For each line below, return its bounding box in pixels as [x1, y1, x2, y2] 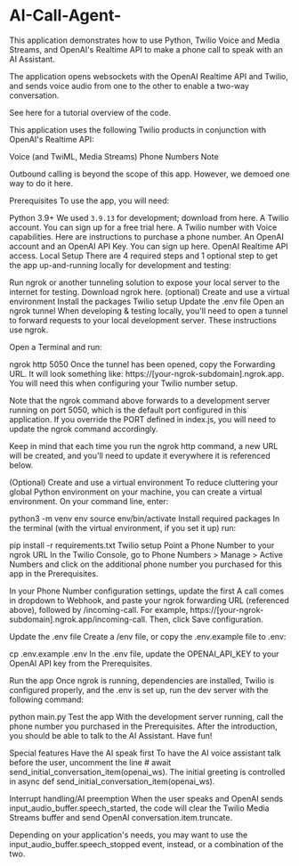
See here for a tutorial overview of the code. [9, 107, 172, 118]
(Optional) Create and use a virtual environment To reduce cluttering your [9, 477, 279, 487]
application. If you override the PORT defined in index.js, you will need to [9, 413, 276, 424]
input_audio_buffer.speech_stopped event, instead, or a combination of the [9, 838, 284, 849]
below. [9, 460, 34, 470]
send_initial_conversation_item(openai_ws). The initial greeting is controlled [9, 766, 286, 777]
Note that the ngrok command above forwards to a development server [9, 395, 271, 405]
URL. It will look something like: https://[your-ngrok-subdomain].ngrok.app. [9, 368, 285, 379]
